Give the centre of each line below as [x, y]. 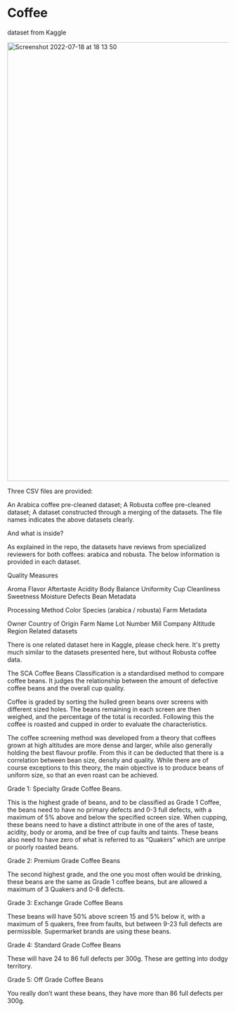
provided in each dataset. [44, 561]
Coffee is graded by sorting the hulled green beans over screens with [108, 702]
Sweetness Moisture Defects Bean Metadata [72, 596]
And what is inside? [35, 533]
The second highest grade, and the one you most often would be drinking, [115, 874]
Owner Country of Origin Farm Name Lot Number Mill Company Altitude [111, 624]
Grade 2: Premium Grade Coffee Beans [64, 860]
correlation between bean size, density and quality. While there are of [108, 760]
